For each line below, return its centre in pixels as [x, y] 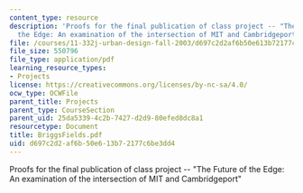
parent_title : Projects [54, 101]
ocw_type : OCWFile [44, 93]
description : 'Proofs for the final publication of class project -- [143, 26]
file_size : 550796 [44, 51]
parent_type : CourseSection [62, 110]
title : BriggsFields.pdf [56, 135]
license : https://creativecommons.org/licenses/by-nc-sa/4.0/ [129, 85]
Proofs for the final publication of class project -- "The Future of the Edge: [147, 169]
